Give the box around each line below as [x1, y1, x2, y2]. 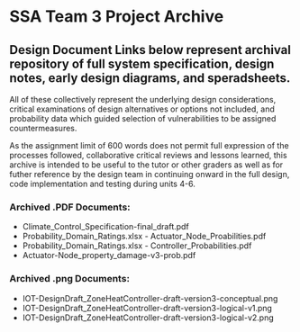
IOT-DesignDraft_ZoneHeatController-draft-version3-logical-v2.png [22, 312, 275, 323]
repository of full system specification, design [9, 56, 275, 71]
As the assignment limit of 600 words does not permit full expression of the [9, 140, 290, 150]
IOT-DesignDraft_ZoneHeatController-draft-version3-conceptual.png [22, 292, 278, 303]
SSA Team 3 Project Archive [9, 6, 224, 27]
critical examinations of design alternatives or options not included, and [9, 103, 275, 114]
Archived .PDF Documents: [9, 201, 131, 213]
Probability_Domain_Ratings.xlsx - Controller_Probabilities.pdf [22, 240, 252, 251]
